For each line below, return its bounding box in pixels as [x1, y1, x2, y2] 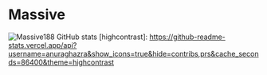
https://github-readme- [149, 32, 226, 41]
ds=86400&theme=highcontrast [8, 57, 114, 67]
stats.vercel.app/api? [8, 40, 77, 49]
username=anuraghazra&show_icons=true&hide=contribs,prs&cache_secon [8, 49, 259, 58]
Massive [8, 6, 66, 24]
